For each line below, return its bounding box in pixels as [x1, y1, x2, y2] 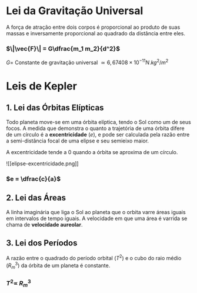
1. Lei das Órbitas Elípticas [6, 103, 104, 113]
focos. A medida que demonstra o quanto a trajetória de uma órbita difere [6, 125, 185, 132]
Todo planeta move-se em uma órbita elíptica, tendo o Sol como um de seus [6, 118, 191, 125]
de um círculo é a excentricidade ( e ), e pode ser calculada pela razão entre [6, 131, 190, 138]
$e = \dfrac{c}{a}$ [6, 175, 61, 183]
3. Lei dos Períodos [6, 238, 78, 248]
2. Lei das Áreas [6, 193, 66, 203]
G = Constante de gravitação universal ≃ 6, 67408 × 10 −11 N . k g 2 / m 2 [6, 58, 169, 66]
